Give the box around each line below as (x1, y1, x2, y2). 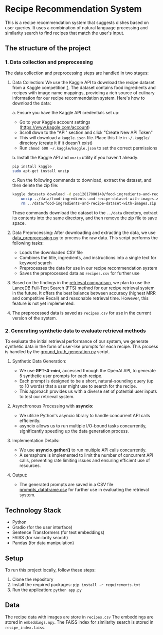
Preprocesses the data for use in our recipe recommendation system (19, 265, 157, 271)
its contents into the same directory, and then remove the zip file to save (12, 215, 157, 221)
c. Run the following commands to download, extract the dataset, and (12, 177, 152, 183)
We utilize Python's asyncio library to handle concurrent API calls (19, 413, 150, 419)
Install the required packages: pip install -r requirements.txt (12, 581, 141, 587)
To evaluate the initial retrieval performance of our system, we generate (5, 339, 149, 344)
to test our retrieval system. (19, 394, 74, 400)
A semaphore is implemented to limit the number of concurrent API (19, 452, 154, 458)
